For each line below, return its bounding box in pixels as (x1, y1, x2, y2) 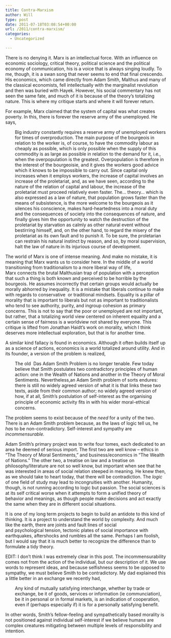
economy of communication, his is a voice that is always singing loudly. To (5, 65, 162, 72)
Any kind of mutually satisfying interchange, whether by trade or (15, 585, 151, 591)
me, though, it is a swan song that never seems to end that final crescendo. (5, 71, 164, 77)
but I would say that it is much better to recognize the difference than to (5, 538, 156, 544)
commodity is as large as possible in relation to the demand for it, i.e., (15, 151, 161, 157)
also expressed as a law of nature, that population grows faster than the (15, 194, 166, 201)
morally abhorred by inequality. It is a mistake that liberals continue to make (5, 286, 164, 292)
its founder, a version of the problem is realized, (5, 350, 106, 356)
